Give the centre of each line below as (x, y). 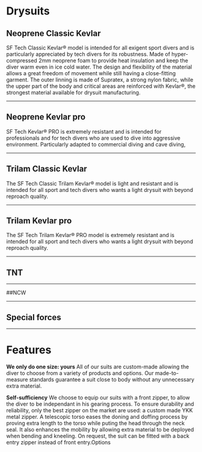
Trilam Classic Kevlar (47, 169)
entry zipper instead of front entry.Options (59, 442)
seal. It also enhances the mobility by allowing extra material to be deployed (100, 429)
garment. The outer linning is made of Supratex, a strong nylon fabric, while (100, 80)
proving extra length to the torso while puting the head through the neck (96, 423)
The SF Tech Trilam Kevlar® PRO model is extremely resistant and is (90, 235)
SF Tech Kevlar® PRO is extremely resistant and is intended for (84, 131)
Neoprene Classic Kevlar (54, 33)
